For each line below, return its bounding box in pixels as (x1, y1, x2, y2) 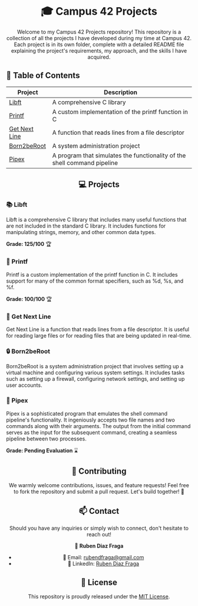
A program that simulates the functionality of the (52, 151, 186, 160)
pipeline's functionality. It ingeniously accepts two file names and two (6, 416, 175, 423)
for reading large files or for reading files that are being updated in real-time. (6, 332, 192, 339)
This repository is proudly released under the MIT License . (28, 593, 170, 600)
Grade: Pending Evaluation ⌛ (6, 447, 78, 454)
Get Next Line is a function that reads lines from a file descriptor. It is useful (6, 326, 190, 333)
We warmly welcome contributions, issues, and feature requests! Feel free (8, 482, 190, 489)
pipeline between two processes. (6, 435, 87, 442)
